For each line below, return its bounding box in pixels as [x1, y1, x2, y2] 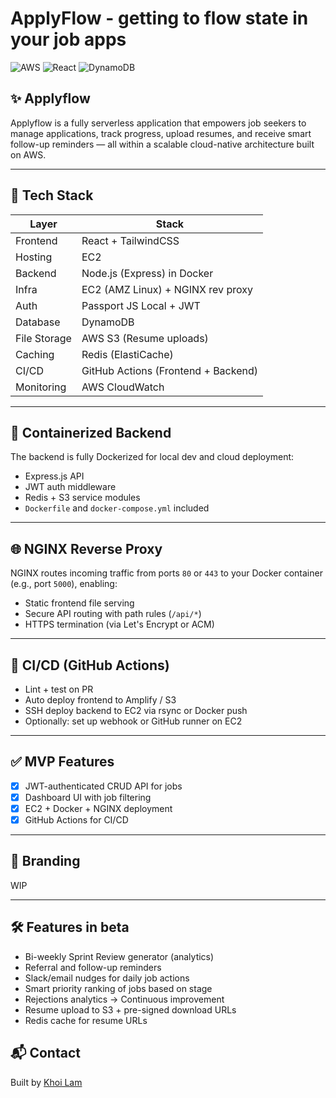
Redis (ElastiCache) [81, 347, 174, 361]
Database [15, 315, 61, 329]
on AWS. [10, 148, 47, 161]
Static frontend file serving [24, 597, 135, 609]
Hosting [15, 250, 53, 264]
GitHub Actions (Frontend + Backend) [81, 363, 258, 377]
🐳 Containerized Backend [10, 424, 172, 441]
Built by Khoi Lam [10, 1076, 83, 1088]
